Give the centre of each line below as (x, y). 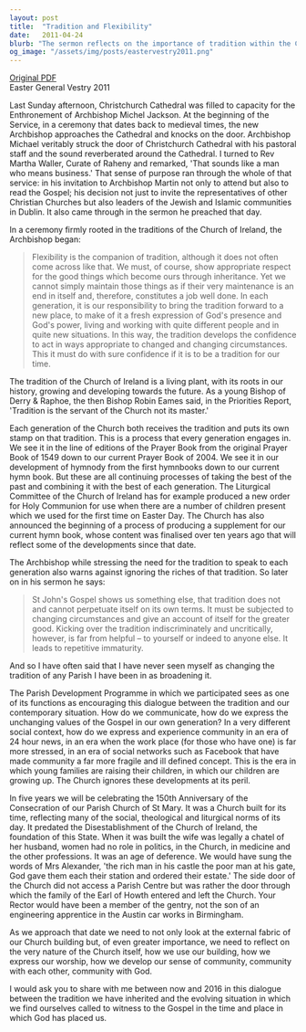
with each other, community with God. (81, 971)
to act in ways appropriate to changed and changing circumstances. (160, 344)
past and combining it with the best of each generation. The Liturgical (140, 487)
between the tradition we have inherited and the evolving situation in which (150, 999)
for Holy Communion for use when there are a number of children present (148, 506)
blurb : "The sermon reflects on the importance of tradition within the (150, 43)
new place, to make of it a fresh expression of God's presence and (157, 315)
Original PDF (33, 78)
